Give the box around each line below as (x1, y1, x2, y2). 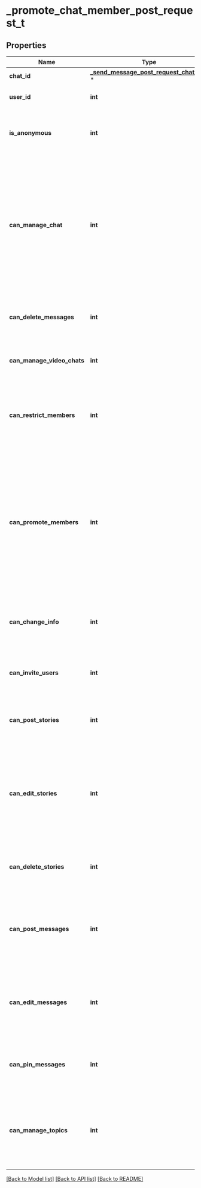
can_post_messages (9, 925, 69, 933)
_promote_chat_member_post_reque (6, 4, 193, 17)
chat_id (9, 72, 31, 80)
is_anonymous (9, 129, 52, 137)
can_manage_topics (9, 1126, 68, 1134)
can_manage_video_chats (9, 356, 85, 364)
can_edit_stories (9, 789, 57, 797)
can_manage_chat (9, 221, 63, 229)
